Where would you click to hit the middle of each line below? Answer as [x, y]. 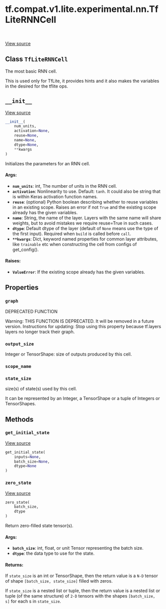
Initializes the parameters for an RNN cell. [48, 163]
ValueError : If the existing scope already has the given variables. [79, 272]
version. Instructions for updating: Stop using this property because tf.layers [83, 326]
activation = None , [32, 131]
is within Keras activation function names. [55, 196]
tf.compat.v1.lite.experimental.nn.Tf [82, 9]
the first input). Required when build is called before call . [72, 234]
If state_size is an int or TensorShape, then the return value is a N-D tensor [82, 576]
